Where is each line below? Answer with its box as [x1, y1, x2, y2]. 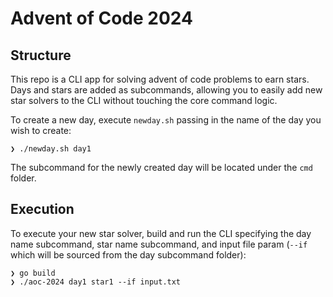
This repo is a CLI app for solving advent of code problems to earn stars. [10, 73, 310, 85]
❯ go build [10, 268, 56, 278]
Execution [10, 201, 75, 218]
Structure [10, 47, 72, 64]
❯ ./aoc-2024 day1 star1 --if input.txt [10, 277, 182, 287]
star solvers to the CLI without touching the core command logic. [10, 95, 278, 106]
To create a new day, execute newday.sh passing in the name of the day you [10, 114, 322, 126]
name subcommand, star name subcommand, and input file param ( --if [10, 238, 308, 250]
